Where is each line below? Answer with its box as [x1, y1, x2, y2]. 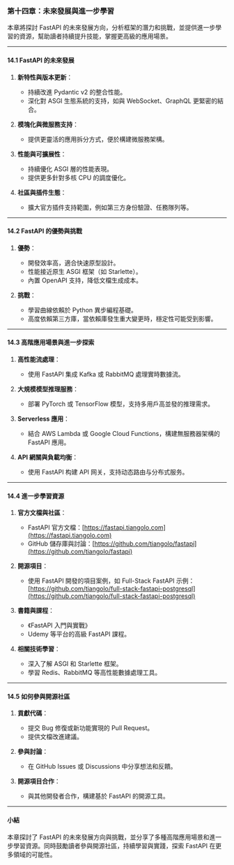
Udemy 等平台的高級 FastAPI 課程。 [27, 630, 131, 639]
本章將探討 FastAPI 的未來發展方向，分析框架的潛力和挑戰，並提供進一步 [7, 23, 216, 32]
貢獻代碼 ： [17, 709, 49, 718]
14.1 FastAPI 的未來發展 [7, 56, 75, 64]
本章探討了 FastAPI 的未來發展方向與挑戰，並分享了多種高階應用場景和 [7, 833, 210, 841]
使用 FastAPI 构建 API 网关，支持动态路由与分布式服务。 [27, 467, 189, 476]
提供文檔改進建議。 [27, 732, 84, 741]
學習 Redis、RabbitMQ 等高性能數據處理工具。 [27, 669, 162, 677]
